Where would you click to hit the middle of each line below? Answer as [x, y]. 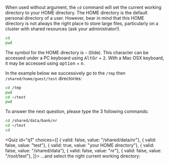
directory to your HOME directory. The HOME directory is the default [76, 13]
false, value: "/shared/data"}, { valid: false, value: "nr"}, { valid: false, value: [83, 150]
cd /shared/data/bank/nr [31, 121]
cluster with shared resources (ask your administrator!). [63, 29]
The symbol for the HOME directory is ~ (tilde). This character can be [77, 52]
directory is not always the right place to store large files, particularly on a [82, 23]
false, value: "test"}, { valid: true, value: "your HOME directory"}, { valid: [80, 145]
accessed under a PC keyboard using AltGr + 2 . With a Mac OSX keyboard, [85, 58]
